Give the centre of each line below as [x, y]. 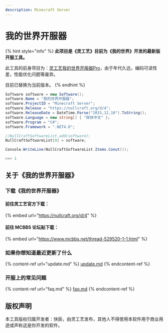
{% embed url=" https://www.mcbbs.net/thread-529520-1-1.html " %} [76, 239]
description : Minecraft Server [38, 10]
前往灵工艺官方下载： [27, 204]
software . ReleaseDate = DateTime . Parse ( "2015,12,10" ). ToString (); [76, 113]
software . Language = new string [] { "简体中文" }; [58, 117]
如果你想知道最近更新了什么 [39, 252]
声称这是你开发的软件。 [38, 325]
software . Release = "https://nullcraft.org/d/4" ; [58, 108]
